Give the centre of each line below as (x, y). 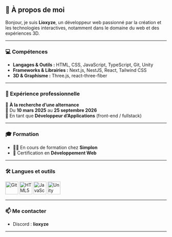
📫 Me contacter (26, 211)
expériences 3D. (23, 33)
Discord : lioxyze (31, 224)
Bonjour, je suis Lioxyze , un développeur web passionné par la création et (83, 22)
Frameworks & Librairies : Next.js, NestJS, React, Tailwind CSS (80, 70)
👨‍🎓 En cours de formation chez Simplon (55, 147)
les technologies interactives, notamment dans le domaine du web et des (82, 28)
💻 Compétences (27, 51)
